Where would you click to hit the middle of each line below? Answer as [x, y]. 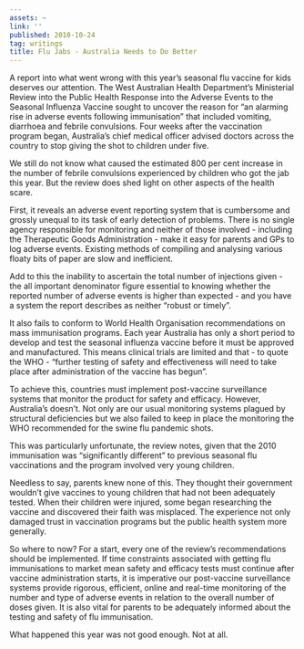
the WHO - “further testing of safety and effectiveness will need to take [143, 362]
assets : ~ [28, 18]
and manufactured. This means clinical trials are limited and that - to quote [149, 352]
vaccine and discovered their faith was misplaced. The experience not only [150, 512]
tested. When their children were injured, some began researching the [141, 502]
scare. [21, 193]
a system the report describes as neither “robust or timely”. [121, 306]
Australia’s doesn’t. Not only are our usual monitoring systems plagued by [147, 409]
